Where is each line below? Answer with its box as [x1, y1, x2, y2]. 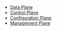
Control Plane [10, 9, 39, 15]
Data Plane [10, 4, 33, 10]
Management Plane [10, 20, 51, 26]
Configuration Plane [10, 15, 52, 20]
